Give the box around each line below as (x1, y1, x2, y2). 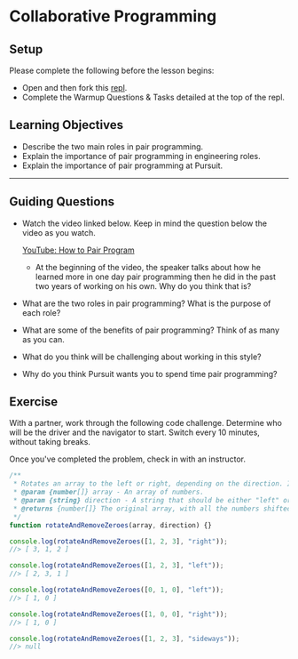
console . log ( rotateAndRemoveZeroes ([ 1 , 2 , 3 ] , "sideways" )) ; (9, 634, 240, 643)
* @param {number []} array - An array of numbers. (12, 487, 204, 497)
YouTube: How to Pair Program (21, 245, 135, 255)
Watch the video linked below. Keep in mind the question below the (21, 218, 268, 229)
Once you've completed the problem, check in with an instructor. (9, 454, 247, 464)
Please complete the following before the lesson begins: (9, 65, 215, 76)
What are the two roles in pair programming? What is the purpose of (21, 298, 271, 309)
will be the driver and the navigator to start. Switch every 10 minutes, (9, 427, 260, 438)
